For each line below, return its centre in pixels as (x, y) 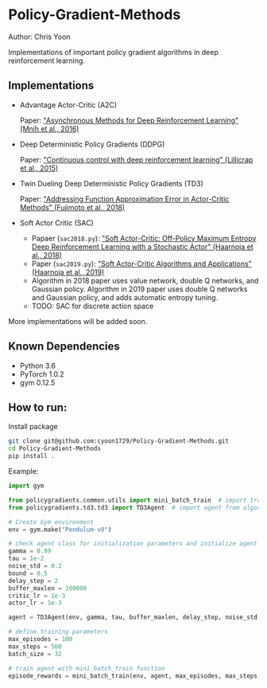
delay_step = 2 (33, 580)
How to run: (38, 407)
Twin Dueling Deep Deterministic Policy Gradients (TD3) (112, 183)
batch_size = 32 (35, 654)
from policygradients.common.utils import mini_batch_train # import (128, 500)
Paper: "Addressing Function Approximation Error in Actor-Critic (124, 199)
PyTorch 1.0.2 (42, 374)
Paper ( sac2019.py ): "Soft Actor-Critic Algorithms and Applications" (141, 264)
